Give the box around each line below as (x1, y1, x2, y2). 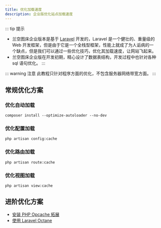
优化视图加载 (5, 172, 35, 179)
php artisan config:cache (5, 136, 57, 141)
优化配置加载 (5, 125, 35, 132)
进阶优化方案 (5, 197, 44, 206)
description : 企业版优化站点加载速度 (5, 12, 73, 16)
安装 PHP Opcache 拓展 (12, 212, 59, 217)
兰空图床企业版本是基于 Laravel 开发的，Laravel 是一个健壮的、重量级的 (12, 36, 155, 42)
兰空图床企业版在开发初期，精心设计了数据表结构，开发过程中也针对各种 (12, 54, 156, 60)
